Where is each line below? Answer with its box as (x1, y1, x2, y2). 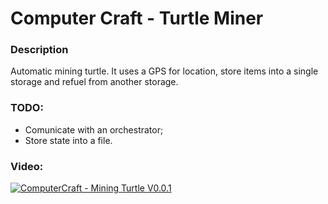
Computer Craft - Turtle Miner (10, 7, 264, 30)
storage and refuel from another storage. (10, 76, 179, 88)
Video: (10, 159, 44, 173)
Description (10, 43, 69, 57)
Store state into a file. (24, 134, 113, 146)
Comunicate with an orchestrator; (24, 123, 164, 136)
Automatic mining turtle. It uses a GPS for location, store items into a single (10, 65, 319, 77)
